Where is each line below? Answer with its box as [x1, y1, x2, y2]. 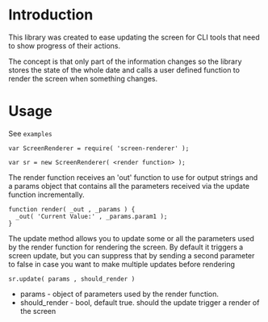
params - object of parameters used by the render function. [19, 289, 220, 299]
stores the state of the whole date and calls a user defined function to [8, 65, 241, 74]
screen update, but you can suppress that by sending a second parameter [8, 250, 255, 260]
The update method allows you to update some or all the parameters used [8, 233, 254, 243]
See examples [8, 128, 52, 138]
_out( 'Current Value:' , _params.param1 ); [15, 212, 168, 220]
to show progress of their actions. [8, 40, 121, 50]
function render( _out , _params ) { [8, 205, 136, 213]
